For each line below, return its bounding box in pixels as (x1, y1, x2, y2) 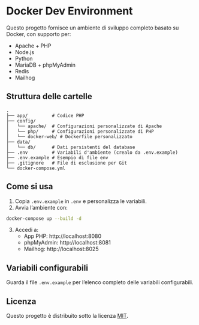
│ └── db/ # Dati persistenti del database (6, 144, 135, 150)
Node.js (14, 48, 35, 55)
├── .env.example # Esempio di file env (6, 154, 109, 160)
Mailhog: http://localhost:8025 (23, 245, 99, 253)
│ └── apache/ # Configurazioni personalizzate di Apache (6, 123, 162, 129)
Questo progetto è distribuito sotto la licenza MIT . (6, 312, 129, 320)
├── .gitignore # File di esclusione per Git (6, 160, 128, 166)
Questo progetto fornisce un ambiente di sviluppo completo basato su (6, 24, 179, 31)
